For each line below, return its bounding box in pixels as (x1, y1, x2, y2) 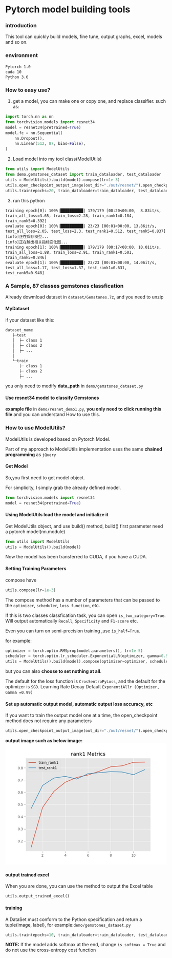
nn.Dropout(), (14, 136, 45, 141)
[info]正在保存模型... (5, 234, 49, 239)
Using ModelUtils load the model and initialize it (5, 512, 109, 518)
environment (5, 52, 38, 59)
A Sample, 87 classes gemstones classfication (5, 282, 124, 289)
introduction (5, 22, 37, 29)
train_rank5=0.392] (5, 218, 47, 223)
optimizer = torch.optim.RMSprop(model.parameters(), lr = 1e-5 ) (5, 648, 143, 653)
